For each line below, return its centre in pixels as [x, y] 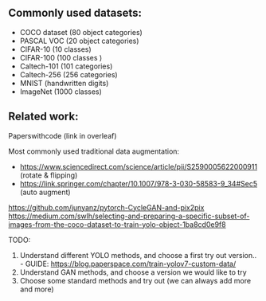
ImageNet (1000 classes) [61, 92]
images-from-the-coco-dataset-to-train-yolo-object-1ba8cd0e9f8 [117, 224]
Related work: [43, 117]
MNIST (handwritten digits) [64, 83]
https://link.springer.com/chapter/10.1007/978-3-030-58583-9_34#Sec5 [138, 183]
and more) [37, 289]
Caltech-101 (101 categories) [66, 66]
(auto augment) [45, 192]
